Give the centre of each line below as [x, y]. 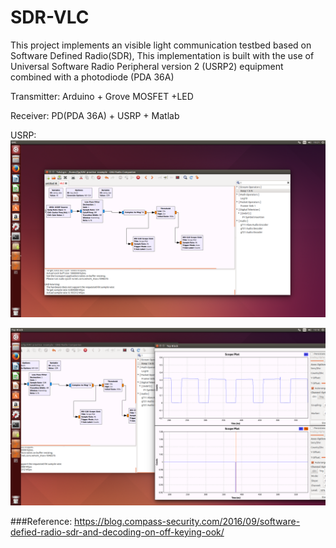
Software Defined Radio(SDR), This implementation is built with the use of [162, 55]
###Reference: [41, 521]
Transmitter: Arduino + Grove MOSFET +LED [102, 96]
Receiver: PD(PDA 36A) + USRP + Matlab [95, 115]
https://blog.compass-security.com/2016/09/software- [187, 521]
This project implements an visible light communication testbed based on [161, 45]
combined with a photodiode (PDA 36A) [92, 77]
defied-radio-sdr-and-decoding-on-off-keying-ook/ [117, 532]
